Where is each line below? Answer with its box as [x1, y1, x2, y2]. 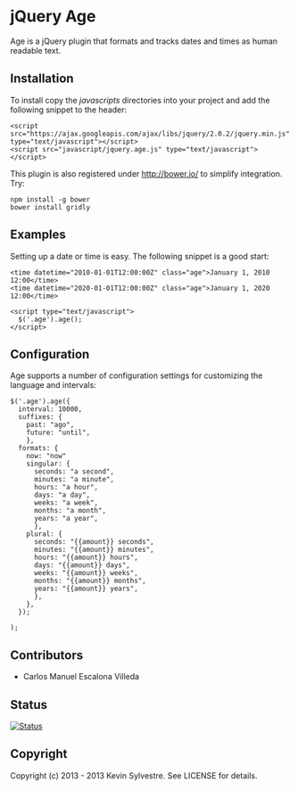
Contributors [10, 647, 84, 662]
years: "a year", [33, 514, 99, 523]
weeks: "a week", [33, 498, 99, 507]
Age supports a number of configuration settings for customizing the [10, 370, 263, 381]
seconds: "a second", [33, 467, 115, 476]
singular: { [26, 459, 70, 469]
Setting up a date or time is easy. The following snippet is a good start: [10, 251, 269, 261]
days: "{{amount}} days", [33, 561, 130, 570]
